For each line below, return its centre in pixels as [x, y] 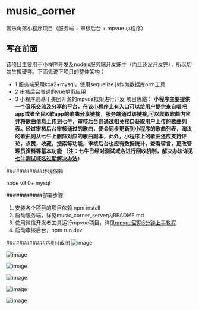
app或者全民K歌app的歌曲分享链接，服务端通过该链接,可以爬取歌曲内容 [103, 113]
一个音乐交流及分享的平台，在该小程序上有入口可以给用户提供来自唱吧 [101, 106]
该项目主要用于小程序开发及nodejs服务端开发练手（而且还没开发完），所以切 [99, 64]
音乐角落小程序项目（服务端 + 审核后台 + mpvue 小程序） [76, 28]
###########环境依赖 [35, 171]
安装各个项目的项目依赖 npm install [58, 208]
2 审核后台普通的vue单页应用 [50, 91]
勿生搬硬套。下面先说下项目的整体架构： [56, 71]
